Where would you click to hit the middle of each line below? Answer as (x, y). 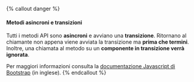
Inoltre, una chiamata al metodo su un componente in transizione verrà (95, 48)
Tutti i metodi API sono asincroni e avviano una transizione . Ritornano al (96, 36)
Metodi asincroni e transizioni (44, 22)
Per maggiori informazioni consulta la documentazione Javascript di (91, 66)
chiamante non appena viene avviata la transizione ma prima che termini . (98, 42)
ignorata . (18, 55)
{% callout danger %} (33, 9)
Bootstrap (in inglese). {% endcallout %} (56, 73)
